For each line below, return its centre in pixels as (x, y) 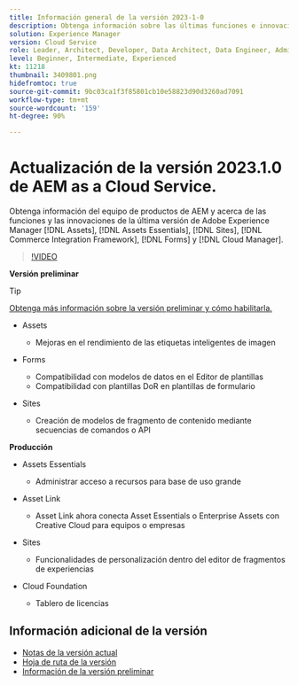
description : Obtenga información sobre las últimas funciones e (132, 26)
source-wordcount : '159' (55, 108)
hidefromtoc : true (43, 83)
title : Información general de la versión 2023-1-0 (106, 17)
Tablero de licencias (72, 603)
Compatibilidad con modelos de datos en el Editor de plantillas (149, 377)
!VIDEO (44, 257)
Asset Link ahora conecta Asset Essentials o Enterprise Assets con (157, 516)
